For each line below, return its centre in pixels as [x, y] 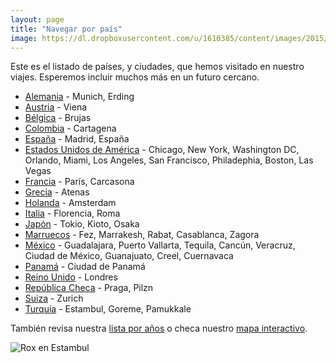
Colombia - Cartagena [70, 128]
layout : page [37, 19]
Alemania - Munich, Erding [79, 97]
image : [24, 38]
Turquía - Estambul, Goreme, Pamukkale [108, 309]
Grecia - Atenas [57, 192]
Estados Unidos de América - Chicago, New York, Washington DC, [162, 150]
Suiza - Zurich [54, 298]
